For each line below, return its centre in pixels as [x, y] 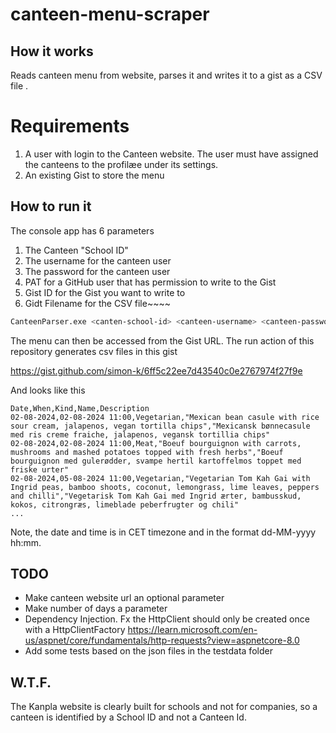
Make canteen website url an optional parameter [124, 598]
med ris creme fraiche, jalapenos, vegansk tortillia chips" [140, 434]
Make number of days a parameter [96, 609]
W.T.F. [31, 682]
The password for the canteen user [97, 271]
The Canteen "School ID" [76, 250]
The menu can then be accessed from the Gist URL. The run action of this [162, 340]
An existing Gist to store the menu [94, 175]
